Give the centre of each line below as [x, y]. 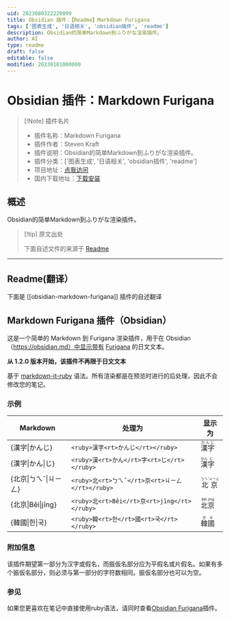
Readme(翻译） [40, 279]
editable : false [30, 58]
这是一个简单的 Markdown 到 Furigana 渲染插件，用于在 [86, 338]
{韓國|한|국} [29, 523]
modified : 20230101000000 [44, 64]
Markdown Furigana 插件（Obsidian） [89, 320]
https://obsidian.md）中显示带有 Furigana [72, 347]
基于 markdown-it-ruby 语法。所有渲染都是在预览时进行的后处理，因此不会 [112, 376]
